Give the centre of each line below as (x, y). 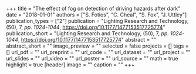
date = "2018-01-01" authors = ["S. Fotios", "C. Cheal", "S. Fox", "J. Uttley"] (97, 15)
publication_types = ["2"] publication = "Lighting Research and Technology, (97, 21)
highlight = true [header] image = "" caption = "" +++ (70, 65)
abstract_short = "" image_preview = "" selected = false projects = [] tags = (97, 46)
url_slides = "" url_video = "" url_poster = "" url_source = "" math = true (92, 58)
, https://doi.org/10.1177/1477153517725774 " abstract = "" (87, 40)
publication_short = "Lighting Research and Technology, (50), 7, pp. (87, 33)
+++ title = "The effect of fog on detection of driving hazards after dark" (93, 9)
